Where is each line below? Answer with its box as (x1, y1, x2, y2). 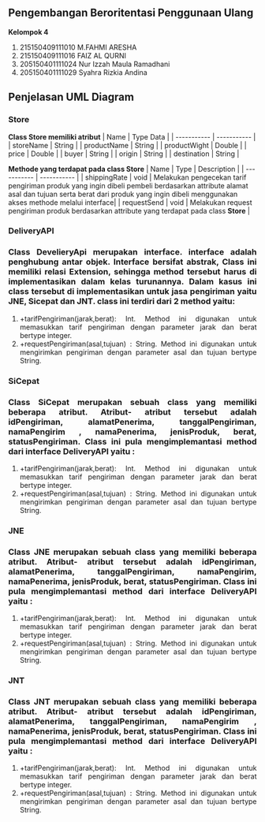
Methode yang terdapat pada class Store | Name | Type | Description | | (8, 164, 244, 173)
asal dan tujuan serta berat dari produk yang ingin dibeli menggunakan (8, 189, 238, 199)
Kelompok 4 (8, 27, 49, 36)
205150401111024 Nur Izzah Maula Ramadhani (19, 59, 170, 69)
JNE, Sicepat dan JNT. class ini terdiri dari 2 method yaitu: (8, 296, 235, 307)
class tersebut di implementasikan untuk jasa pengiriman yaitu (8, 286, 257, 297)
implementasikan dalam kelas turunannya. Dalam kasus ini (8, 276, 257, 287)
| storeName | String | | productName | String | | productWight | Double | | (8, 140, 247, 150)
